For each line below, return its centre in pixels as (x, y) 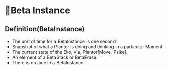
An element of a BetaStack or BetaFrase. (55, 57)
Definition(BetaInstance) (45, 29)
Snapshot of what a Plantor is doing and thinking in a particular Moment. (88, 47)
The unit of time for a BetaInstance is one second (64, 41)
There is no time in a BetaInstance (48, 63)
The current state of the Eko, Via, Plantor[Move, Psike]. (70, 52)
